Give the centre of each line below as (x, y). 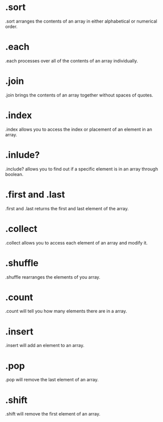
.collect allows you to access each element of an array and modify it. (76, 242)
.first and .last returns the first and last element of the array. (67, 208)
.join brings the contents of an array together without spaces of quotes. (79, 95)
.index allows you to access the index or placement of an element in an (79, 129)
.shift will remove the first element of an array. (53, 414)
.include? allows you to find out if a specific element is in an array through (82, 169)
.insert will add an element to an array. (45, 346)
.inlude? (23, 155)
